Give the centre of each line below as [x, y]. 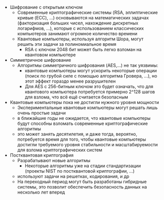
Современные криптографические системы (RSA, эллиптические [87, 12]
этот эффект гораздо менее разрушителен [70, 81]
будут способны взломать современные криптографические [82, 123]
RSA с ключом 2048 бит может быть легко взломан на [83, 50]
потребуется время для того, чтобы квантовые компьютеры [82, 139]
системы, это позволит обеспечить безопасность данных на [82, 187]
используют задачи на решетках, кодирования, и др [73, 176]
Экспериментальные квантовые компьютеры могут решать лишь [87, 107]
